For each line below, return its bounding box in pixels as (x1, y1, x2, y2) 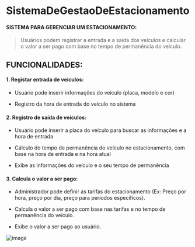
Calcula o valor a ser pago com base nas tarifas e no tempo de (14, 206, 166, 213)
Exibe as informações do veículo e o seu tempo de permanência (14, 162, 169, 169)
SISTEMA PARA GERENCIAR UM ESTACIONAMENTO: (6, 23, 137, 30)
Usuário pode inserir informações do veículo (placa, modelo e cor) (14, 89, 175, 96)
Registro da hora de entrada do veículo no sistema (14, 100, 136, 107)
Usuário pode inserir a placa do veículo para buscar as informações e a (14, 127, 187, 134)
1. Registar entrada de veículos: (6, 76, 84, 83)
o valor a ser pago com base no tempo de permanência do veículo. (20, 43, 182, 50)
